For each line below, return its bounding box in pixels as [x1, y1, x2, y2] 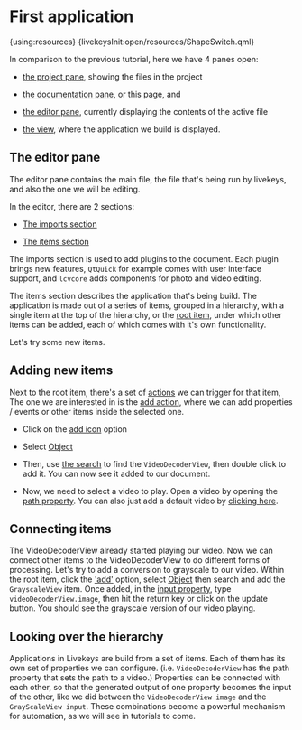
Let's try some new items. [9, 336, 105, 347]
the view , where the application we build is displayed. [22, 124, 221, 135]
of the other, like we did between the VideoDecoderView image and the [9, 691, 267, 702]
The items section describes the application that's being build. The [9, 290, 257, 301]
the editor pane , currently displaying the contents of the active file [22, 106, 269, 117]
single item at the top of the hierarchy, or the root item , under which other [9, 309, 282, 320]
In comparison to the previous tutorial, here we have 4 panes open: [9, 53, 259, 64]
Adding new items [9, 363, 114, 379]
